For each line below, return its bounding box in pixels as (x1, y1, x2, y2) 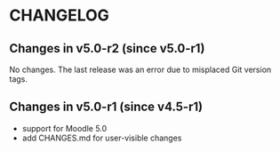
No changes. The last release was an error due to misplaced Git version (9, 64, 272, 75)
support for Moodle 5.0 (21, 123, 108, 133)
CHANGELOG (9, 5, 109, 26)
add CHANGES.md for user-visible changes (21, 132, 182, 143)
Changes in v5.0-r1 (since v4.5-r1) (9, 100, 203, 115)
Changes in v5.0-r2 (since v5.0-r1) (9, 41, 205, 56)
